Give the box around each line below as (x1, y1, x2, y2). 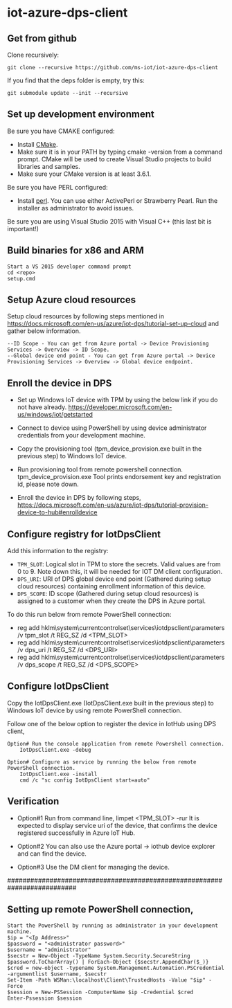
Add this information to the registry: (7, 547, 109, 555)
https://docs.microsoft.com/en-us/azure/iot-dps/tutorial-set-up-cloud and (7, 320, 220, 328)
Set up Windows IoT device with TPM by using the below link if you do (17, 396, 218, 404)
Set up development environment (7, 109, 154, 120)
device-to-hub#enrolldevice (17, 508, 98, 516)
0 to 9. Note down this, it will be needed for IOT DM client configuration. (17, 568, 223, 576)
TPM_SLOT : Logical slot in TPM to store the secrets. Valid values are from (17, 560, 221, 568)
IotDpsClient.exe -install (19, 771, 98, 777)
